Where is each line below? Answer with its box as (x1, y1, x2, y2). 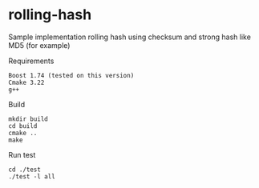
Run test (8, 150, 36, 159)
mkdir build (8, 114, 48, 123)
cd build (8, 122, 38, 130)
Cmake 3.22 (8, 78, 45, 86)
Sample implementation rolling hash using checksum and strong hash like (8, 32, 251, 42)
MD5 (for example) (8, 40, 71, 50)
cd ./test (8, 166, 42, 174)
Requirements (8, 56, 55, 66)
